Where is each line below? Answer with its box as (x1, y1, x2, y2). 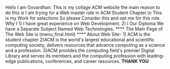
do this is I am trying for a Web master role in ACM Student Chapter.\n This (5, 10, 162, 16)
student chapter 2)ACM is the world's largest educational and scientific (5, 37, 155, 43)
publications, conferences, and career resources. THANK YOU (17, 58, 149, 64)
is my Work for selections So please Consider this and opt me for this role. (5, 15, 161, 21)
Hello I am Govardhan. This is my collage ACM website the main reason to (5, 5, 160, 10)
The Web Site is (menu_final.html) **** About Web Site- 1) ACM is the (5, 31, 151, 37)
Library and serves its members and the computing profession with (5, 53, 146, 59)
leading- (147, 53, 165, 59)
